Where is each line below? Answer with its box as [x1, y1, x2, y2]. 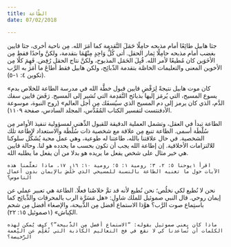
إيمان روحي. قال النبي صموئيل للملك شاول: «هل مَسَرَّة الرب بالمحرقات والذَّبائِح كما [7, 193, 221, 202]
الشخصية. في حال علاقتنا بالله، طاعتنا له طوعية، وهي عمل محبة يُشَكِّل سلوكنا [7, 133, 205, 142]
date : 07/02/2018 [7, 17, 57, 23]
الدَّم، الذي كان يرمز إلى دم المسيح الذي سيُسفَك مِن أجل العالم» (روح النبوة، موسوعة [7, 98, 225, 107]
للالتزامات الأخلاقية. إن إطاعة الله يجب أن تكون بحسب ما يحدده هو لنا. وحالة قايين [7, 141, 215, 149]
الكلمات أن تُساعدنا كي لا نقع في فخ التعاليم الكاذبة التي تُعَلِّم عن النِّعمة [7, 227, 224, 234]
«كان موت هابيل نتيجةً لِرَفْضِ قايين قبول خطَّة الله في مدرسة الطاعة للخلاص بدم [7, 84, 211, 92]
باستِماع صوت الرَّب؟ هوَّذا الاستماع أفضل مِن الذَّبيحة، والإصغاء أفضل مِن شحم [7, 200, 205, 208]
